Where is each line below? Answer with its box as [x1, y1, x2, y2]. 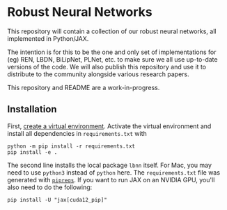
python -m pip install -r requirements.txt [7, 143, 136, 150]
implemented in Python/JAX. [7, 34, 89, 42]
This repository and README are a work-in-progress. [7, 83, 160, 91]
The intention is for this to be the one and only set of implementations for [7, 48, 217, 56]
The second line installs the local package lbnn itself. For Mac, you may [7, 161, 212, 169]
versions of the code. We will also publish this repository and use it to [7, 62, 207, 71]
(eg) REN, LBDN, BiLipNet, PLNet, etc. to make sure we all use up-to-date [7, 55, 218, 63]
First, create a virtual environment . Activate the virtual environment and [7, 122, 212, 130]
